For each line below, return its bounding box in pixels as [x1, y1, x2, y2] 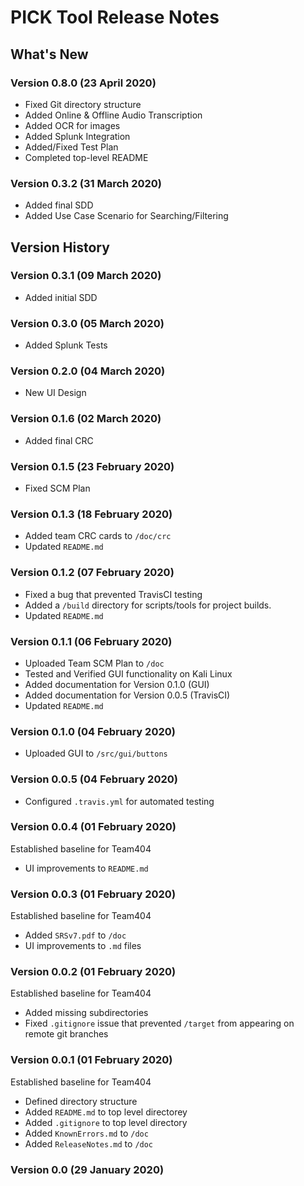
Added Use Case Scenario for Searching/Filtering [24, 210, 229, 222]
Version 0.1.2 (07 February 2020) [10, 566, 175, 580]
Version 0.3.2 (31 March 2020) [10, 176, 162, 190]
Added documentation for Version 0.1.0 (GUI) [24, 678, 210, 690]
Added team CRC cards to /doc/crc [24, 530, 172, 542]
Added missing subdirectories [24, 1007, 149, 1019]
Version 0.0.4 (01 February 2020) [10, 820, 177, 834]
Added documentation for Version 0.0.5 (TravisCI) [24, 689, 231, 701]
